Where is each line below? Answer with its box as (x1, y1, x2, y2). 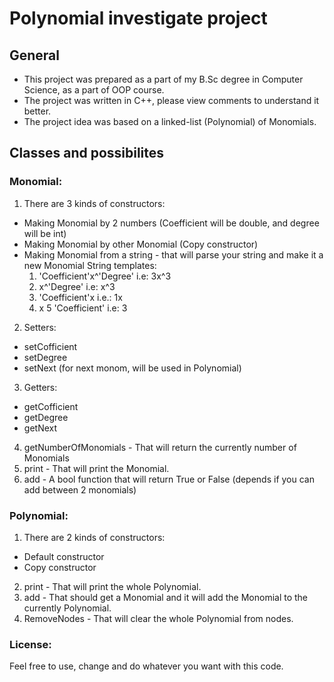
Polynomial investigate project (9, 7, 268, 30)
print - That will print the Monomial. (23, 462, 170, 474)
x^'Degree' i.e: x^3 (38, 280, 116, 292)
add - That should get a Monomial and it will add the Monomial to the (23, 591, 309, 603)
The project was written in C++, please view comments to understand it (23, 95, 320, 106)
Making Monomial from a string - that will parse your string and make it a (23, 248, 324, 261)
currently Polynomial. (23, 602, 112, 614)
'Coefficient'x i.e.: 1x (38, 291, 123, 303)
